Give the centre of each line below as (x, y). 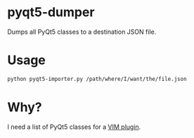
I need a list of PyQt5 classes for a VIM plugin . (74, 127)
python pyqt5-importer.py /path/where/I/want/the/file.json (97, 79)
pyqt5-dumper (51, 12)
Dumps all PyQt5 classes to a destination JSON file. (82, 32)
